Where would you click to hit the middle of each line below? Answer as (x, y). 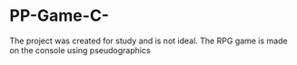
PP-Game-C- (59, 16)
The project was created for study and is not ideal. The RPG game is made (148, 41)
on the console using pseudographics (80, 50)
